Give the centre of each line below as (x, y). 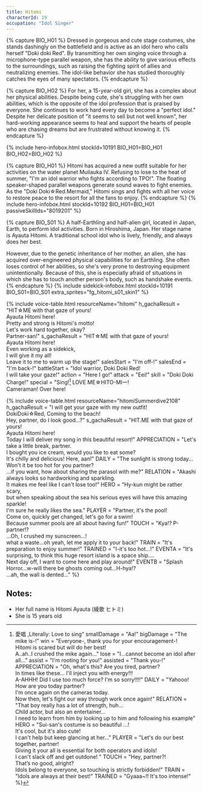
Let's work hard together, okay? (46, 330)
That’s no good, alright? (44, 763)
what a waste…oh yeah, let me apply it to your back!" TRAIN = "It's (89, 542)
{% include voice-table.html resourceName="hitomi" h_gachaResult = (93, 304)
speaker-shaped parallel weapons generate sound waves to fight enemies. (99, 185)
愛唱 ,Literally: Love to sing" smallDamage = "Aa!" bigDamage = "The (101, 634)
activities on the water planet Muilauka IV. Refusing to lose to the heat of (96, 172)
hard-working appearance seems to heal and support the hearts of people (99, 123)
